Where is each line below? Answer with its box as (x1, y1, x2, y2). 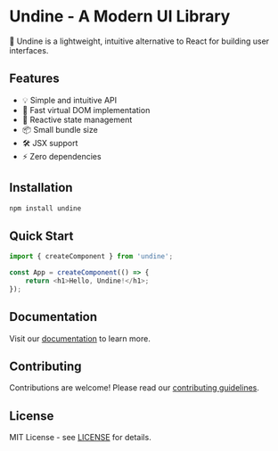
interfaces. (9, 45, 49, 55)
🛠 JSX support (21, 137, 78, 148)
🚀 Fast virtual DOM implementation (21, 104, 151, 115)
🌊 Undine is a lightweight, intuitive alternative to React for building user (9, 36, 270, 46)
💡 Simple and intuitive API (21, 94, 118, 105)
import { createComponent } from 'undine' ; (9, 252, 174, 261)
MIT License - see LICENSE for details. (9, 432, 151, 443)
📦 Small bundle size (21, 124, 98, 135)
